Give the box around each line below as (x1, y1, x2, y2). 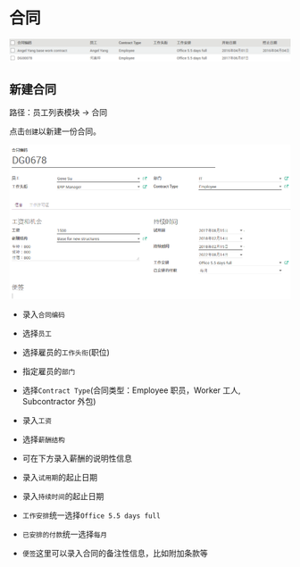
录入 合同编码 (21, 309, 65, 320)
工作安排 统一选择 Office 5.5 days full (21, 510, 161, 521)
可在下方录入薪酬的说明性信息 (21, 453, 132, 464)
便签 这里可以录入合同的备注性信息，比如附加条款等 (21, 548, 208, 559)
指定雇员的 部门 (21, 366, 76, 377)
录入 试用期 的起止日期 (21, 472, 98, 483)
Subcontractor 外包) (21, 396, 96, 407)
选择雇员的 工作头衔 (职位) (21, 347, 110, 358)
